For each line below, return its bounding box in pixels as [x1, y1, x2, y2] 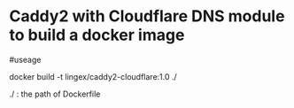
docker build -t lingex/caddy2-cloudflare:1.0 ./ [9, 71, 177, 81]
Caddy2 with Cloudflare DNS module [9, 6, 285, 27]
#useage [9, 54, 42, 65]
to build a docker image [9, 25, 185, 45]
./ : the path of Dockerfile [9, 89, 101, 99]
